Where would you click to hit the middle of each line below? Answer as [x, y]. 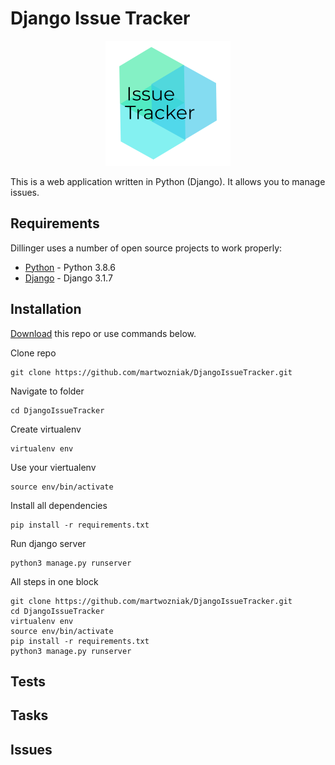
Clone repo [33, 353]
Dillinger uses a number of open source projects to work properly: [146, 248]
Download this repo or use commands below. [103, 333]
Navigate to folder [47, 391]
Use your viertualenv [53, 467]
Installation [46, 309]
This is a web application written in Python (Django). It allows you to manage [168, 181]
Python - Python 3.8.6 [70, 267]
